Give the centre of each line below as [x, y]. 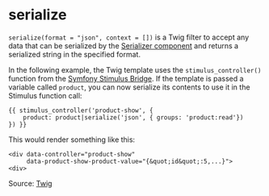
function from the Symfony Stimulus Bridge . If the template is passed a [126, 78]
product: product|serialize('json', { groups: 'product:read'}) [133, 117]
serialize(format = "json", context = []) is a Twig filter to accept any [129, 37]
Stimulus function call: [45, 95]
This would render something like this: [72, 140]
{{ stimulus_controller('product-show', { [81, 111]
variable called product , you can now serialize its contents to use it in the [129, 87]
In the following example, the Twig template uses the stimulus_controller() [135, 69]
